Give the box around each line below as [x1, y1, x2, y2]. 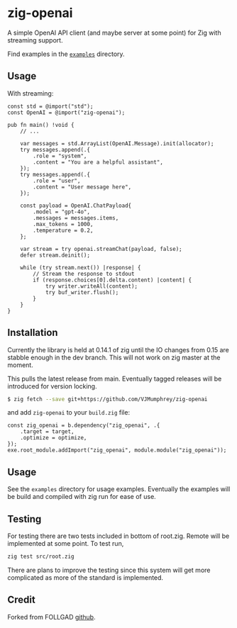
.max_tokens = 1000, [33, 220, 94, 228]
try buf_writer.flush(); [45, 288, 119, 296]
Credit [7, 594, 35, 606]
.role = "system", [33, 152, 87, 159]
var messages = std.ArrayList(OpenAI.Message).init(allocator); [20, 140, 214, 147]
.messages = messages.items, [33, 214, 119, 221]
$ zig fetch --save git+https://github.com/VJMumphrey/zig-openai [7, 396, 208, 403]
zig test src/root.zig [7, 553, 75, 561]
